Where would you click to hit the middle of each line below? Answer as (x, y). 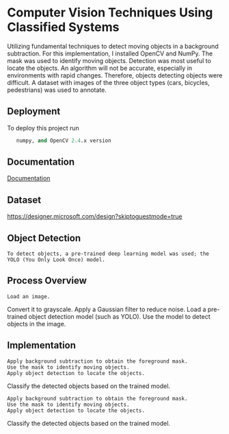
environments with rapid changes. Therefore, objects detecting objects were (115, 75)
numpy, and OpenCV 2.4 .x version (64, 141)
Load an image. (29, 296)
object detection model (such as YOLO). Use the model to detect (119, 316)
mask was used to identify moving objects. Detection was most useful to (109, 60)
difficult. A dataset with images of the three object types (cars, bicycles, (108, 82)
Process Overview (47, 281)
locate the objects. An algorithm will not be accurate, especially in (100, 68)
